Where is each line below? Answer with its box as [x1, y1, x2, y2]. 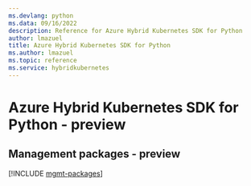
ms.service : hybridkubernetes [8, 64, 110, 72]
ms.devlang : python [8, 11, 74, 20]
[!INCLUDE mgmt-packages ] [8, 168, 103, 178]
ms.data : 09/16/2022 [8, 19, 78, 27]
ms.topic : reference [8, 57, 78, 65]
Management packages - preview [8, 148, 181, 161]
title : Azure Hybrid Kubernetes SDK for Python [8, 42, 171, 50]
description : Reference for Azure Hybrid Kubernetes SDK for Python [8, 26, 243, 34]
